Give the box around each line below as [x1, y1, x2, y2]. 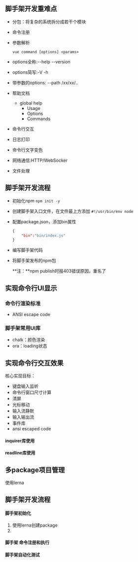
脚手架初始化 [5, 510, 31, 516]
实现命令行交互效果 [5, 359, 64, 367]
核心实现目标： [5, 373, 35, 379]
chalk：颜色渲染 [12, 337, 45, 343]
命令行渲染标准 [5, 300, 41, 307]
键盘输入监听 [12, 384, 38, 389]
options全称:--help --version [12, 59, 70, 65]
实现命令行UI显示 [5, 284, 58, 292]
